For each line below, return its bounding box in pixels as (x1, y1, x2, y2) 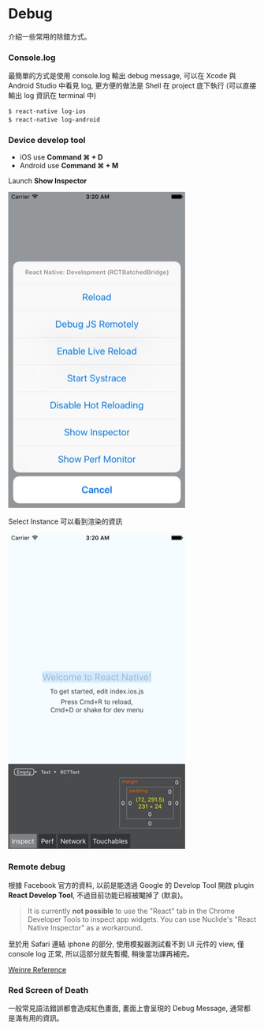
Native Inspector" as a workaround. (27, 923, 143, 932)
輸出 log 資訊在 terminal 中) (8, 91, 97, 100)
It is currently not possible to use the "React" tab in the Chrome (27, 906, 235, 915)
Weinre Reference (8, 964, 67, 974)
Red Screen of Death (8, 984, 89, 995)
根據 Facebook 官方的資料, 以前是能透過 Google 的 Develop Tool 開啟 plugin (8, 880, 255, 889)
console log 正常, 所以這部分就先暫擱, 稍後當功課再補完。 (8, 949, 195, 958)
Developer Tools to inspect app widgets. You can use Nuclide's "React (27, 914, 257, 924)
